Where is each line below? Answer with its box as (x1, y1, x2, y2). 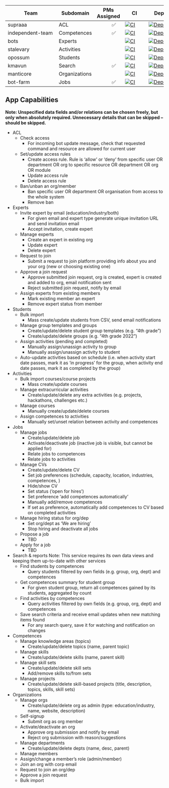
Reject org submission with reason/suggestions (27, 734, 126, 740)
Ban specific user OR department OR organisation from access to (27, 188, 163, 194)
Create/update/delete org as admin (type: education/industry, (27, 702, 155, 708)
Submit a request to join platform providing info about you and (27, 258, 156, 264)
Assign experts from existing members (20, 290, 101, 296)
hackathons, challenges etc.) (27, 397, 88, 403)
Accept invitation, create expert (27, 226, 93, 232)
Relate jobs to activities (27, 456, 76, 462)
